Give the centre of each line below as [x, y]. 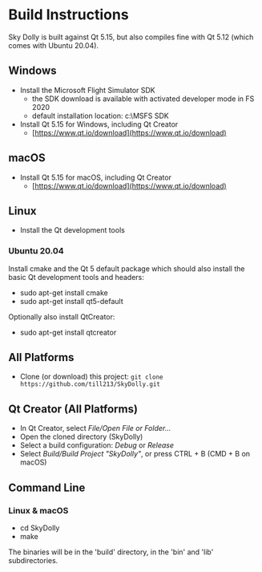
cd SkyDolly [40, 528]
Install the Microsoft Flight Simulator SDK [88, 90]
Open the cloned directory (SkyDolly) [81, 437]
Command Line [47, 487]
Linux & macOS [38, 510]
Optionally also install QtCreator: [62, 316]
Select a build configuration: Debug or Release [97, 445]
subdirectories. [33, 560]
